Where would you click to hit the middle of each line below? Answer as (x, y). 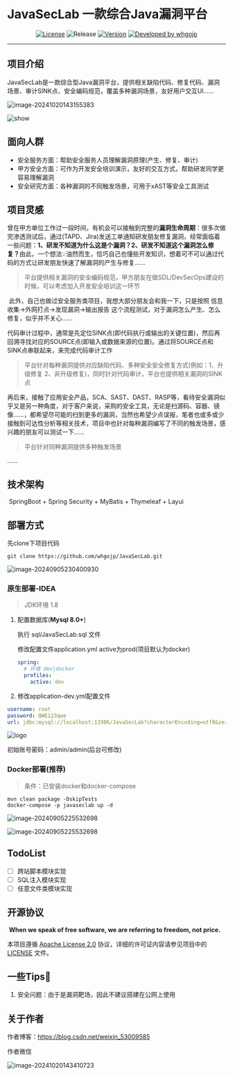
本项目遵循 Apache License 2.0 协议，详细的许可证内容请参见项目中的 (107, 944)
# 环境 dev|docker (49, 669)
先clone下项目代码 (34, 543)
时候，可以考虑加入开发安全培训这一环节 (82, 286)
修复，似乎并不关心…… (40, 318)
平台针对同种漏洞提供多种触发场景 (73, 447)
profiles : (38, 676)
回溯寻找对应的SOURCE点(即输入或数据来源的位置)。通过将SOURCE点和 (110, 342)
